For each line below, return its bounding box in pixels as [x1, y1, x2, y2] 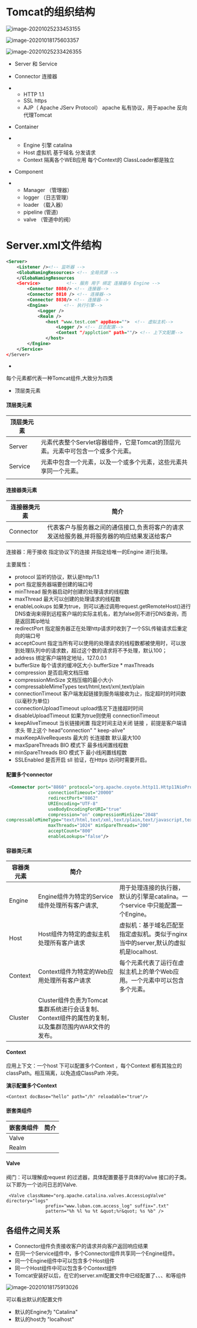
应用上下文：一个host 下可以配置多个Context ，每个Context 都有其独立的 [6, 1062, 182, 1069]
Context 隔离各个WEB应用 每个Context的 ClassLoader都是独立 [23, 156, 175, 163]
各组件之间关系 [6, 1226, 60, 1236]
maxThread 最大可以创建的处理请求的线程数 [14, 595, 121, 602]
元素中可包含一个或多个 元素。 [52, 447, 135, 455]
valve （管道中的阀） [23, 216, 74, 223]
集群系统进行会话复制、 [38, 1005, 103, 1014]
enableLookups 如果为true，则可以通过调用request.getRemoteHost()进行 [14, 603, 191, 610]
